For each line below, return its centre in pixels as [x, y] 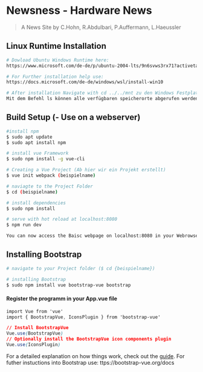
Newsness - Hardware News [79, 11]
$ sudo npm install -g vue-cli [46, 159]
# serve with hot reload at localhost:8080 [62, 219]
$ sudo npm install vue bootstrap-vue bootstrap [69, 285]
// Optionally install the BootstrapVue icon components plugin [89, 339]
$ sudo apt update [29, 137]
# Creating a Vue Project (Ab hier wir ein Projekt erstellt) [86, 170]
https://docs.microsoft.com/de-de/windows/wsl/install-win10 [85, 82]
